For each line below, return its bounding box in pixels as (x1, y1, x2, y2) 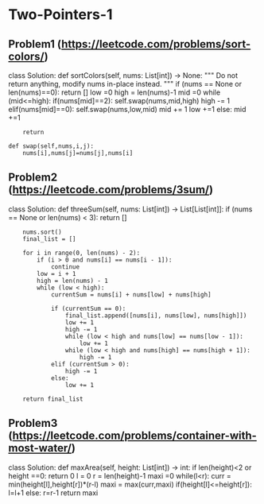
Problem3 (8, 417, 58, 430)
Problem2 (8, 171, 58, 184)
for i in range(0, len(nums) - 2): (22, 249, 141, 257)
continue (50, 262, 80, 271)
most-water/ (8, 441, 72, 455)
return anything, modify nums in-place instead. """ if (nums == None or (8, 79, 243, 88)
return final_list (22, 395, 83, 403)
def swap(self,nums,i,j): (8, 142, 94, 150)
